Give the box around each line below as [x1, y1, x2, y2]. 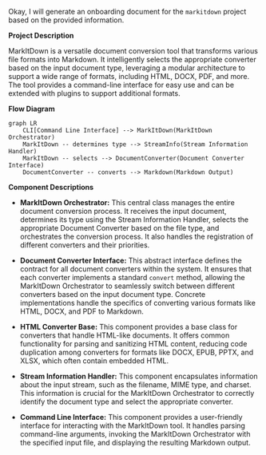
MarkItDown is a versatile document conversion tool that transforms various [8, 46, 258, 55]
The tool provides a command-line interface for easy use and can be [8, 80, 234, 89]
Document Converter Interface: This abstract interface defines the [19, 255, 242, 265]
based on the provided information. [8, 15, 125, 25]
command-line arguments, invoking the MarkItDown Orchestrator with [19, 429, 251, 438]
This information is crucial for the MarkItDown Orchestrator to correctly [19, 389, 255, 398]
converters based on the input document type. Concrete [19, 290, 206, 299]
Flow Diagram [8, 104, 55, 113]
